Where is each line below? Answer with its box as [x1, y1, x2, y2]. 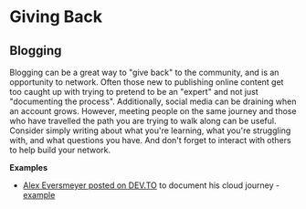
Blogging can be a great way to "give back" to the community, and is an [9, 67, 280, 78]
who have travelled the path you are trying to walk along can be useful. [9, 116, 277, 126]
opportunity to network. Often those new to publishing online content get [9, 77, 284, 88]
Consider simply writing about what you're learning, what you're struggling [9, 125, 291, 136]
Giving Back [9, 6, 103, 27]
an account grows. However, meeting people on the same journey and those [9, 106, 297, 116]
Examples [9, 162, 48, 172]
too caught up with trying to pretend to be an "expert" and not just [9, 87, 259, 97]
